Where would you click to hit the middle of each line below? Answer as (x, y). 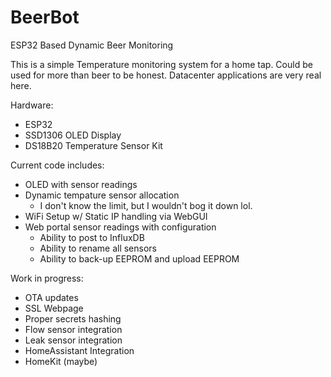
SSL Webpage (54, 308)
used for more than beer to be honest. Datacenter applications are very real (166, 75)
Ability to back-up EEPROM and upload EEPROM (139, 258)
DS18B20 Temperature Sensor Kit (93, 145)
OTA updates (51, 297)
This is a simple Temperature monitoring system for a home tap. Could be (161, 64)
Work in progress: (47, 278)
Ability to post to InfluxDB (92, 237)
